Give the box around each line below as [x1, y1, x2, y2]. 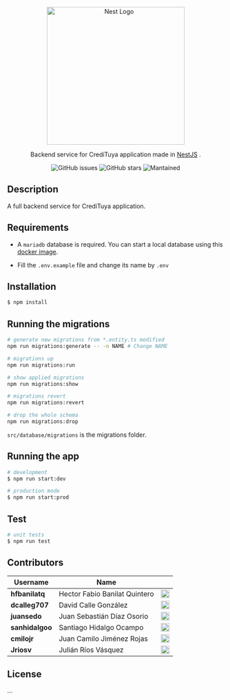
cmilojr [10, 634, 34, 644]
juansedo [10, 611, 42, 621]
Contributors [7, 557, 64, 568]
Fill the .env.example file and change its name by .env [17, 260, 169, 269]
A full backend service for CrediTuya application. [7, 202, 146, 210]
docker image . [17, 247, 59, 256]
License [7, 668, 42, 680]
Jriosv [10, 645, 32, 655]
